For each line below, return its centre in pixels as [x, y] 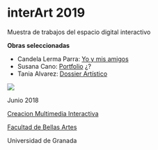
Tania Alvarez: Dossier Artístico [62, 74]
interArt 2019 [46, 13]
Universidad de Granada [42, 140]
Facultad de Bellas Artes [42, 127]
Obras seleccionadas [39, 45]
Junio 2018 [23, 100]
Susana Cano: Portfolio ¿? [54, 66]
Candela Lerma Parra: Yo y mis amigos [73, 59]
